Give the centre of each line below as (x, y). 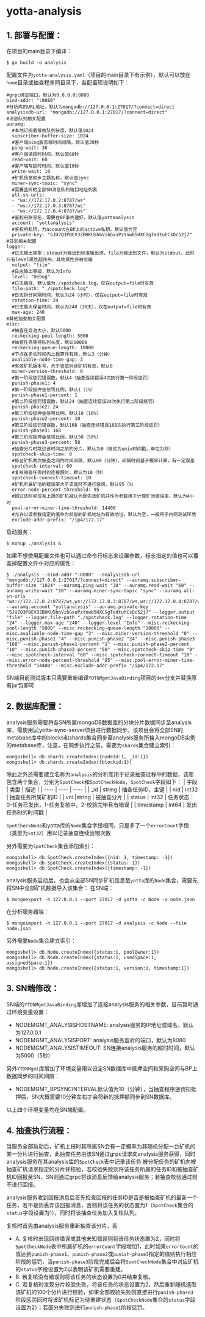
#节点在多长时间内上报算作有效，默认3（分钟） (62, 354)
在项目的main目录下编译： (39, 51)
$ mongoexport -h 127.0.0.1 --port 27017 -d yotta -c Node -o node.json (101, 899)
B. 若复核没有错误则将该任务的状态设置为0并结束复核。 (84, 1277)
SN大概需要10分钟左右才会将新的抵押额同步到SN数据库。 (103, 1097)
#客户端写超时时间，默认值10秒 (45, 166)
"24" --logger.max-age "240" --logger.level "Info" (73, 623)
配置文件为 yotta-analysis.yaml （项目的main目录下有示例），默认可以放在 (99, 75)
